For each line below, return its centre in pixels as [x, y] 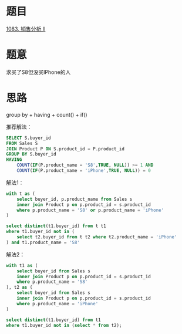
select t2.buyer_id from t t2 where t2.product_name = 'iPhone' [97, 237]
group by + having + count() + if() [47, 114]
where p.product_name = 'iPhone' [58, 303]
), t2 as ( [19, 288]
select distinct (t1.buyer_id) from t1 [53, 320]
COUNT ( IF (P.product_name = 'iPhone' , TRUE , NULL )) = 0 [84, 171]
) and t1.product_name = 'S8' [43, 242]
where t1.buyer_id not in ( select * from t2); [64, 325]
